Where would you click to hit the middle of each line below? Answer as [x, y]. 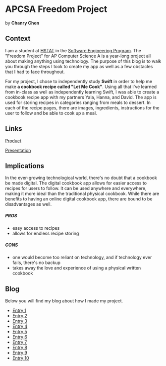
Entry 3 [20, 321]
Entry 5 [20, 332]
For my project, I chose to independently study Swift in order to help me [79, 81]
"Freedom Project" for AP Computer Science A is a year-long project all [78, 56]
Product [13, 141]
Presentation [18, 150]
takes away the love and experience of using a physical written [77, 268]
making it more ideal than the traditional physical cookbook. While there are [82, 194]
